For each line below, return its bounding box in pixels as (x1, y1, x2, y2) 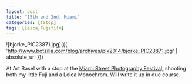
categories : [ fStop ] (6, 19, 57, 25)
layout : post (6, 8, 38, 15)
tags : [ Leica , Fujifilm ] (6, 25, 65, 31)
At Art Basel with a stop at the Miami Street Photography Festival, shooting (6, 65, 187, 72)
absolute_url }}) (6, 53, 44, 61)
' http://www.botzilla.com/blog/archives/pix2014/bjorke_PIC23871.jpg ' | (6, 48, 178, 55)
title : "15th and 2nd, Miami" (6, 14, 80, 20)
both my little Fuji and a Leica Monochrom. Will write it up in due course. (6, 71, 181, 78)
